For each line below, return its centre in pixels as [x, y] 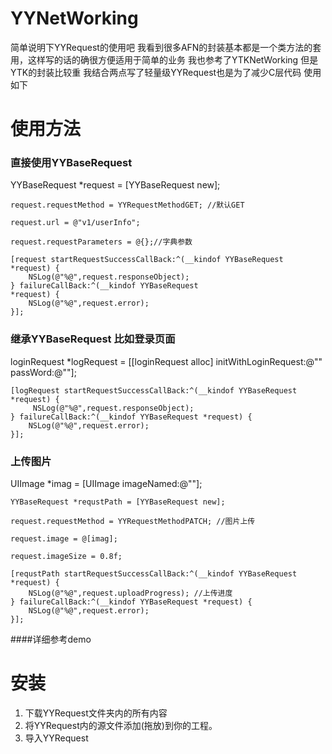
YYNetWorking [74, 18]
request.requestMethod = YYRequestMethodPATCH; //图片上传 [133, 522]
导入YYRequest [56, 738]
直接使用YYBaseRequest [71, 163]
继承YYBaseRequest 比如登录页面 [93, 339]
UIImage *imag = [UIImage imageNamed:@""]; [106, 484]
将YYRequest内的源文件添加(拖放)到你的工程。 [121, 725]
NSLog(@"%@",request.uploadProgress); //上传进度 [130, 593]
